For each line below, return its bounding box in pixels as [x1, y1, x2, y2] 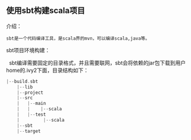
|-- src [17, 95, 33, 101]
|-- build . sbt [6, 78, 38, 84]
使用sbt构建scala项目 [6, 5, 86, 16]
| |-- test [17, 112, 46, 117]
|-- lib [17, 84, 33, 90]
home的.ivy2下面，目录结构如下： [6, 66, 89, 74]
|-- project [17, 90, 44, 96]
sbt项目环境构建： [6, 46, 50, 53]
